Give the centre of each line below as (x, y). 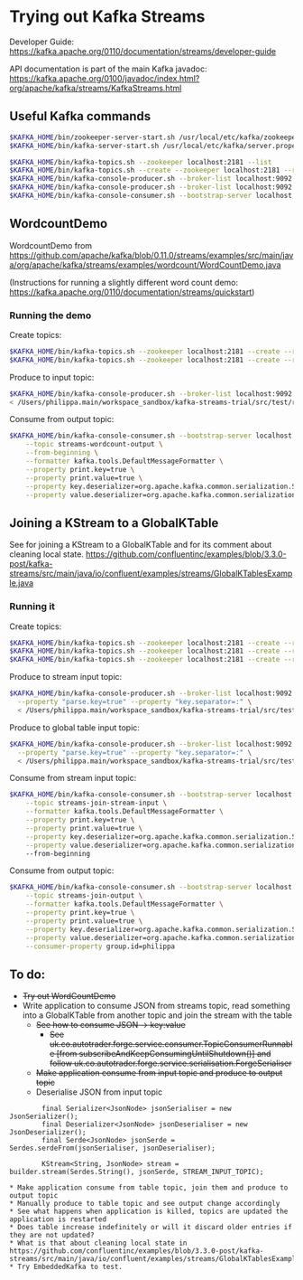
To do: (28, 974)
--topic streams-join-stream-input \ (96, 803)
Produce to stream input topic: (66, 677)
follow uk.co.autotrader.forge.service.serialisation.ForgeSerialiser (170, 1063)
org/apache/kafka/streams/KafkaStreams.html (96, 88)
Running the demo (50, 315)
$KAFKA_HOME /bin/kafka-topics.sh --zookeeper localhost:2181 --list (141, 162)
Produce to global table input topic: (74, 727)
